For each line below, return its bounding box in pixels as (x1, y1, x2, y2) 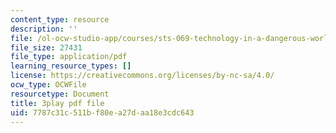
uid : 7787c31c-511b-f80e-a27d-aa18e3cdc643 (10, 107, 195, 118)
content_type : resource (10, 14, 110, 25)
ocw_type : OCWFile (10, 80, 87, 90)
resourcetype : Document (10, 89, 110, 99)
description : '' (10, 24, 78, 34)
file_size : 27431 (10, 42, 83, 53)
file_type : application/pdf (10, 52, 128, 62)
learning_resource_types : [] (10, 61, 132, 71)
